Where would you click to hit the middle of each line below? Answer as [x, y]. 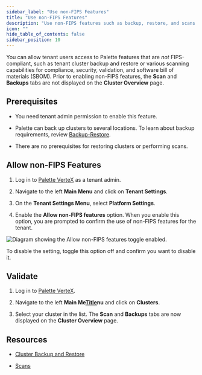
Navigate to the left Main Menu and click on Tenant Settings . [91, 191]
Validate [22, 276]
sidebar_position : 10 [33, 40]
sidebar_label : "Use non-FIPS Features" [58, 12]
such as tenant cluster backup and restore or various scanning [111, 63]
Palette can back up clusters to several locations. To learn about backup [105, 128]
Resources [27, 340]
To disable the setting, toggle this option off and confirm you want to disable [101, 251]
